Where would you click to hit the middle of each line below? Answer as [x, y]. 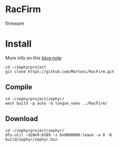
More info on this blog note [33, 58]
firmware [15, 23]
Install [18, 44]
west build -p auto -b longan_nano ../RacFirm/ [56, 103]
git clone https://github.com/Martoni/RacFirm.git [60, 71]
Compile [19, 87]
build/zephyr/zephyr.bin [31, 139]
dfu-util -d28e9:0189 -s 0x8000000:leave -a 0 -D [59, 135]
